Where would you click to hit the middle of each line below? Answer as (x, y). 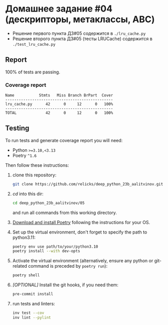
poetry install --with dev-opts (46, 251)
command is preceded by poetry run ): (68, 266)
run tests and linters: (34, 304)
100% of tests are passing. (33, 72)
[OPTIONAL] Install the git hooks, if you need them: (65, 285)
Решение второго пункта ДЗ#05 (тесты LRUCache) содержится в (82, 39)
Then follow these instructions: (37, 165)
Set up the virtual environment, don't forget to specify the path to (80, 232)
